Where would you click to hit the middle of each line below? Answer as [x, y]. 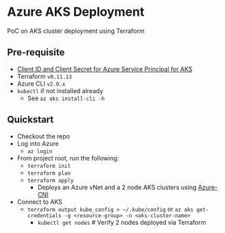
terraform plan [49, 173]
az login [40, 151]
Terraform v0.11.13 [44, 76]
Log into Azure [38, 143]
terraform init [49, 166]
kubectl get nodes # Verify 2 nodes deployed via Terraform [122, 222]
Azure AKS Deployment [76, 12]
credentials [44, 216]
